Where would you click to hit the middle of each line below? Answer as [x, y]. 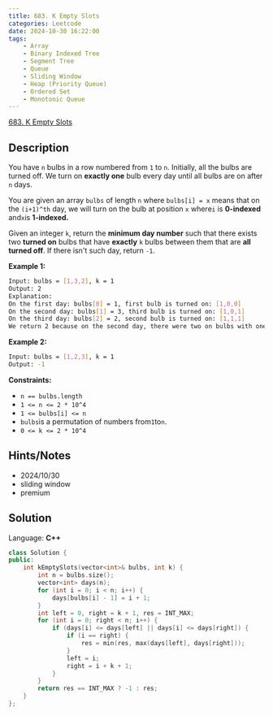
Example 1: [27, 266]
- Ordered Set [47, 91]
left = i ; [83, 658]
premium [35, 492]
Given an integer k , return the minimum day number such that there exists [133, 233]
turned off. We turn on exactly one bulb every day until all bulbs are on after [136, 176]
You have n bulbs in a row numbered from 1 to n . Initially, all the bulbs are [130, 167]
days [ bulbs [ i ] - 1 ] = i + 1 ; [101, 598]
